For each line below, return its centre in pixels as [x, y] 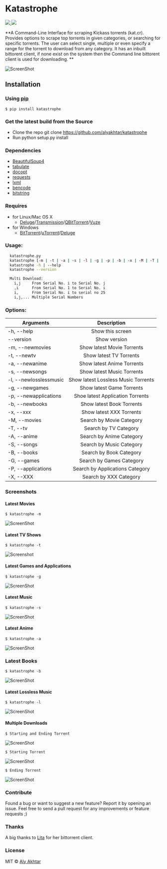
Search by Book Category [111, 452]
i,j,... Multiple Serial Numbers [49, 297]
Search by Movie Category [111, 420]
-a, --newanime [27, 363]
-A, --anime [23, 436]
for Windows [25, 227]
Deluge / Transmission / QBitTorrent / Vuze [60, 222]
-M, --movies [25, 420]
